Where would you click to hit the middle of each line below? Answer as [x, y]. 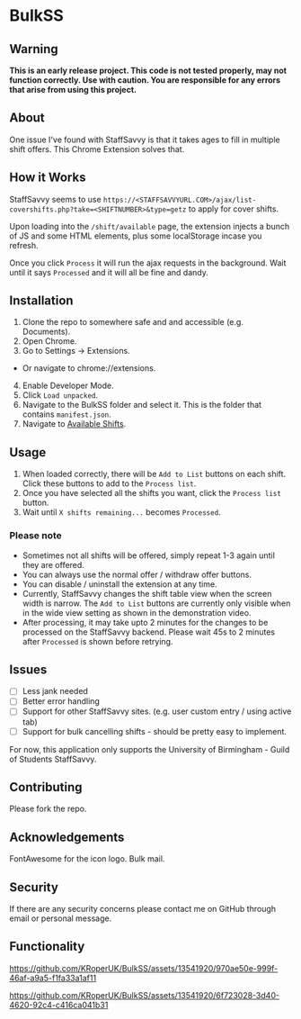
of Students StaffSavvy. [53, 759]
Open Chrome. [49, 341]
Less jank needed [55, 691]
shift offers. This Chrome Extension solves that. [97, 149]
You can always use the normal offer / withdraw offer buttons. [137, 574]
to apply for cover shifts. [234, 209]
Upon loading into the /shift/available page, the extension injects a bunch [150, 226]
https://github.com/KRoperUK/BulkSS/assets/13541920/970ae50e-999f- [144, 968]
